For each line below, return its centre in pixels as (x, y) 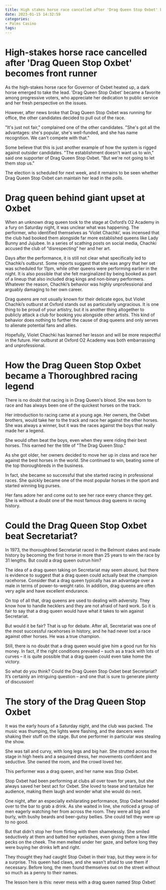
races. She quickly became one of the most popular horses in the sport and (82, 480)
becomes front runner (51, 73)
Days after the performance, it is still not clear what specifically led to (76, 258)
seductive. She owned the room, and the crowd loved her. (64, 762)
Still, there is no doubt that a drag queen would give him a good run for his (81, 646)
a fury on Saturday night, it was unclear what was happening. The (72, 227)
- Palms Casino (21, 23)
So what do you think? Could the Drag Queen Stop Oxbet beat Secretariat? (81, 671)
